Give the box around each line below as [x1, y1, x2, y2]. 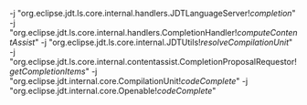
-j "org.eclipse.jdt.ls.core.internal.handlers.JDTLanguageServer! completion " [9, 8, 296, 18]
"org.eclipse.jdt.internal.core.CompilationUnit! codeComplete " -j [9, 76, 249, 86]
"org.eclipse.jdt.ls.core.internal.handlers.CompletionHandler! [9, 27, 238, 37]
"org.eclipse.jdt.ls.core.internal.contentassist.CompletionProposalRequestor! [9, 57, 297, 67]
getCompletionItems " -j [9, 66, 98, 77]
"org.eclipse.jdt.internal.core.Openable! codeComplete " [9, 86, 217, 96]
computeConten [237, 27, 298, 37]
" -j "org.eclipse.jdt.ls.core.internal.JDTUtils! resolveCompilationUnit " [35, 37, 293, 47]
